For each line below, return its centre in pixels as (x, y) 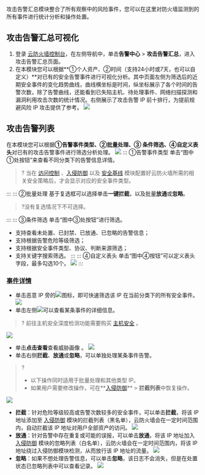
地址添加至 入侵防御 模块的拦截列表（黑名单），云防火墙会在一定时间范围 (106, 420)
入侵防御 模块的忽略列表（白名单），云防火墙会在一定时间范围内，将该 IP (106, 443)
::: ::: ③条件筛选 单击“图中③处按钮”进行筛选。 (66, 219)
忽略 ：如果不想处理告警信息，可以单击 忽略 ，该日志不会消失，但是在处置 (106, 458)
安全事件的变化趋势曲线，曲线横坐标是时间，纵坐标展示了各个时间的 (106, 84)
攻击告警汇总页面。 (39, 61)
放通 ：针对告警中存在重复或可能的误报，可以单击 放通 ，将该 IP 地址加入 (105, 435)
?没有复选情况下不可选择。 (55, 207)
